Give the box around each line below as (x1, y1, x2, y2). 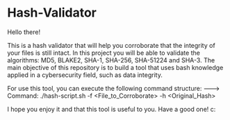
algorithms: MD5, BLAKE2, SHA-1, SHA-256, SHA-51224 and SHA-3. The (7, 55, 215, 64)
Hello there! (7, 28, 40, 36)
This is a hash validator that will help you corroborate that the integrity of (7, 41, 215, 49)
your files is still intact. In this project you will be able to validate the (7, 49, 200, 57)
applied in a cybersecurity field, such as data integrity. (7, 71, 163, 79)
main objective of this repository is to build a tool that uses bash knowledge (7, 63, 224, 71)
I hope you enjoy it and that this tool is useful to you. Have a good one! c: (7, 105, 216, 113)
